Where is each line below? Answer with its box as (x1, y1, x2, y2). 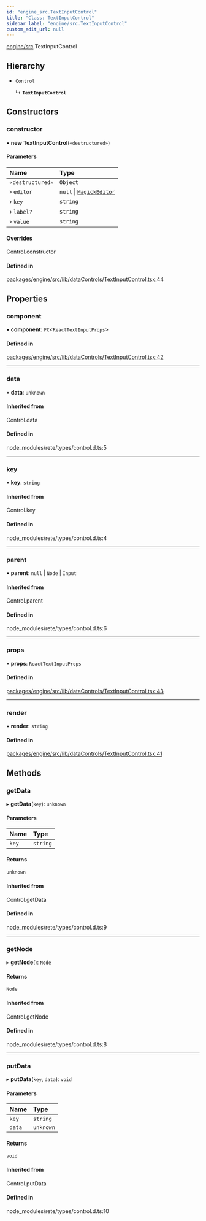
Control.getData (6, 896, 47, 903)
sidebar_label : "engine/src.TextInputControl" (6, 20, 128, 26)
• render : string (6, 722, 48, 730)
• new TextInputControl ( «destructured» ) (6, 139, 110, 146)
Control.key (6, 507, 36, 514)
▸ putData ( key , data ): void (6, 1076, 72, 1083)
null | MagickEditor (59, 187, 115, 196)
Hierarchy (6, 61, 45, 71)
